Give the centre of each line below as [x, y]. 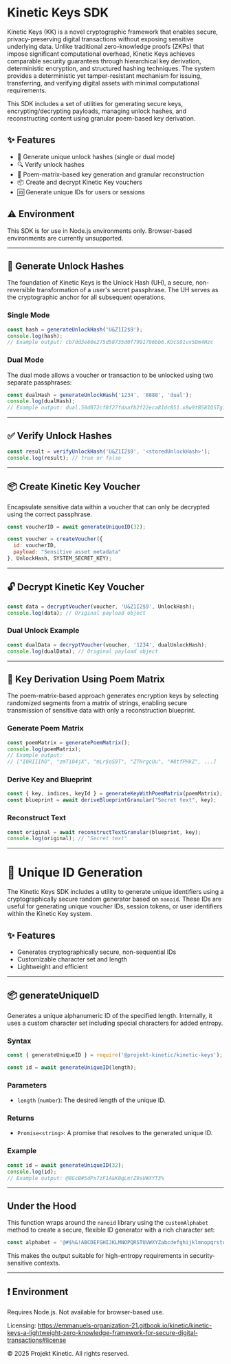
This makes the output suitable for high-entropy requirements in [98, 1256]
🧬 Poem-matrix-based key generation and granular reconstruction [111, 174]
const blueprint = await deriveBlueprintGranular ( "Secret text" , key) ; [112, 800]
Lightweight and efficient [52, 967]
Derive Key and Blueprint [49, 780]
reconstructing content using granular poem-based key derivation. [101, 118]
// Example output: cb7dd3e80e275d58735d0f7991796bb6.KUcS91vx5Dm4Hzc [110, 343]
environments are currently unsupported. [65, 238]
